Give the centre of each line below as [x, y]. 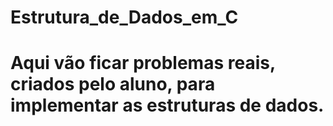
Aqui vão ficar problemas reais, [143, 63]
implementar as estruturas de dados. [167, 105]
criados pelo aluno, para [113, 84]
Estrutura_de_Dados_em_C [124, 17]
